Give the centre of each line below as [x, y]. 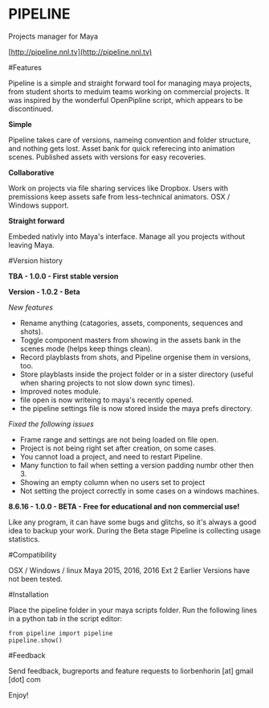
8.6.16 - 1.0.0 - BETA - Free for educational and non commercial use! [124, 506]
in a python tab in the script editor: [65, 618]
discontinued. [31, 109]
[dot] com [25, 679]
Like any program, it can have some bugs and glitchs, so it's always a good [132, 522]
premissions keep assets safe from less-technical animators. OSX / [119, 196]
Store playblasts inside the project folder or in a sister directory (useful [137, 374]
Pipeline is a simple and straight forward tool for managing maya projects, [130, 83]
